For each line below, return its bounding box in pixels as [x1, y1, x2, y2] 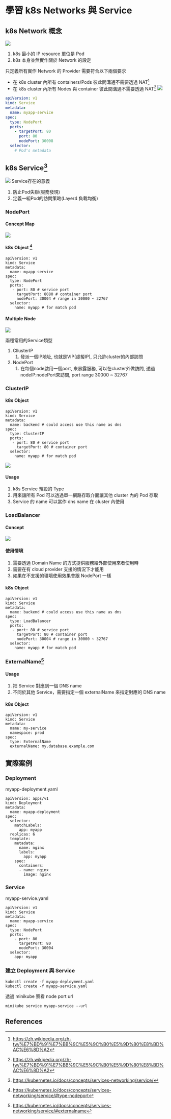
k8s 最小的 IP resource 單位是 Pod [12, 51, 85, 57]
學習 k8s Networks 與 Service [5, 5, 132, 16]
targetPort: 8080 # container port [16, 292, 93, 297]
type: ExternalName [10, 739, 51, 745]
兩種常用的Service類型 [5, 337, 53, 343]
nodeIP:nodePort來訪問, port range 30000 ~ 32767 [20, 371, 128, 378]
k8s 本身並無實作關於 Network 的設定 [12, 57, 92, 63]
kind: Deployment [5, 800, 42, 806]
